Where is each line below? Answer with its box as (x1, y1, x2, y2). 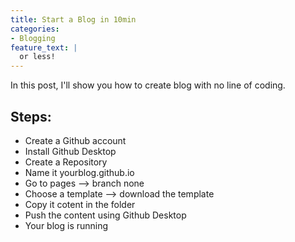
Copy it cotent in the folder (24, 198, 136, 210)
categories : (10, 24, 60, 34)
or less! (19, 52, 56, 62)
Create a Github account (24, 134, 127, 146)
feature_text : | (10, 42, 78, 53)
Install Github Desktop (24, 145, 117, 157)
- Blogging (10, 33, 56, 43)
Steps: (10, 108, 52, 125)
